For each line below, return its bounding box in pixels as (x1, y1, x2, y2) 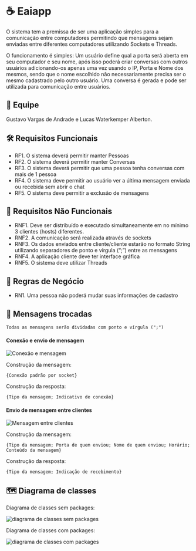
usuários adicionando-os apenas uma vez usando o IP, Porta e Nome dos (6, 64, 184, 71)
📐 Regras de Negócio (6, 276, 84, 286)
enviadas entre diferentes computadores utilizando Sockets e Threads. (6, 40, 178, 48)
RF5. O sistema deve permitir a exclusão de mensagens (14, 189, 149, 197)
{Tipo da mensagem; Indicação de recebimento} (6, 469, 122, 475)
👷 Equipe (6, 100, 39, 110)
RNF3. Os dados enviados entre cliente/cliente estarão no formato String (14, 241, 191, 248)
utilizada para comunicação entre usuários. (6, 83, 111, 90)
